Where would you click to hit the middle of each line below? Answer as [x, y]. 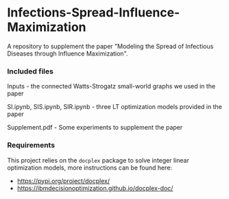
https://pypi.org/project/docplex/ [63, 180]
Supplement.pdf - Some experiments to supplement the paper [95, 128]
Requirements [31, 145]
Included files [30, 71]
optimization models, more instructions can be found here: [90, 167]
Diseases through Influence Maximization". [68, 54]
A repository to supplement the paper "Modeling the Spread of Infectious [110, 46]
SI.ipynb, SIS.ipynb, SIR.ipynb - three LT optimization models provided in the [115, 107]
